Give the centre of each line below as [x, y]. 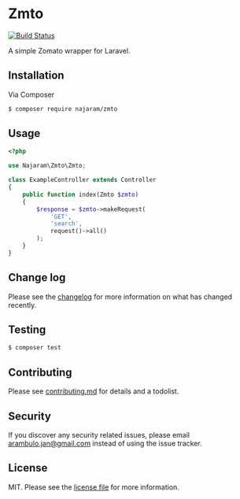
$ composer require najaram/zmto [63, 109]
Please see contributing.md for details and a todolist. [94, 391]
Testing [27, 330]
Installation [36, 76]
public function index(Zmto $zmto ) [81, 194]
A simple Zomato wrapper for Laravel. [70, 50]
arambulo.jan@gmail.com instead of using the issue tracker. [105, 443]
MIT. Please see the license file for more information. [94, 487]
